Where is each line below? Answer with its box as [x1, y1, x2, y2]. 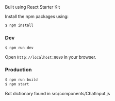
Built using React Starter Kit [5, 4, 60, 10]
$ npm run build [5, 77, 38, 82]
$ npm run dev [5, 46, 34, 50]
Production [5, 66, 32, 73]
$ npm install [5, 23, 34, 28]
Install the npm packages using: [5, 14, 69, 19]
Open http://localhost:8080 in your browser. [5, 54, 97, 60]
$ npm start [5, 82, 29, 87]
